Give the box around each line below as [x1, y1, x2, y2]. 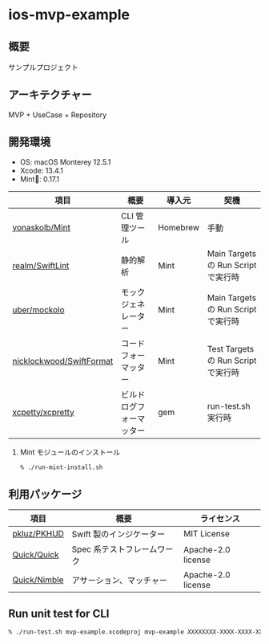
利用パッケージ [8, 487, 82, 501]
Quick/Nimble [12, 574, 64, 585]
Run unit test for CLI [8, 606, 110, 620]
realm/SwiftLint [12, 259, 70, 271]
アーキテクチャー [8, 88, 92, 102]
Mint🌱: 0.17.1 [19, 174, 60, 184]
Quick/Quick [12, 549, 59, 560]
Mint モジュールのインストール [19, 447, 121, 457]
